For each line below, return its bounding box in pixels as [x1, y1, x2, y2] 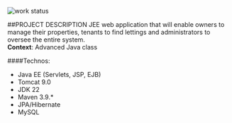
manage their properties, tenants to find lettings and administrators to [7, 28, 211, 36]
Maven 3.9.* [17, 93, 54, 101]
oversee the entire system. [7, 35, 85, 44]
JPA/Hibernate [17, 100, 61, 109]
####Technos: [7, 57, 50, 65]
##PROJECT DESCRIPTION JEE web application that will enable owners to [7, 20, 225, 28]
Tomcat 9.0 [17, 78, 51, 86]
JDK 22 [17, 86, 40, 93]
